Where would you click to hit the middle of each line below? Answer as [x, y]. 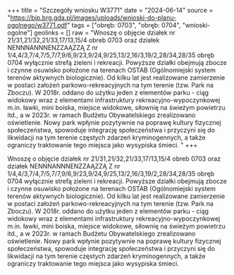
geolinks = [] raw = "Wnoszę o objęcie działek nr [105, 32]
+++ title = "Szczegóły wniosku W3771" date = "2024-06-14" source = [110, 10]
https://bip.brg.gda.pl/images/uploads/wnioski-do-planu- [93, 18]
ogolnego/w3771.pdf [37, 25]
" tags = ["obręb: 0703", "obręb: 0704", [124, 25]
